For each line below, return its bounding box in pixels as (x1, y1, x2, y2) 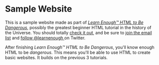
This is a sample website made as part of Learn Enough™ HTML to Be (5, 19, 144, 25)
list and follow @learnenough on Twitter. (5, 35, 86, 41)
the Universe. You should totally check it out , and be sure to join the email (5, 30, 152, 35)
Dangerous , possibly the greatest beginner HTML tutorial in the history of (5, 24, 152, 30)
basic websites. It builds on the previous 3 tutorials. (5, 54, 108, 60)
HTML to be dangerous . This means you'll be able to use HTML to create (5, 49, 151, 55)
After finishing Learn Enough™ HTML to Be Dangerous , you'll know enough (5, 44, 155, 50)
